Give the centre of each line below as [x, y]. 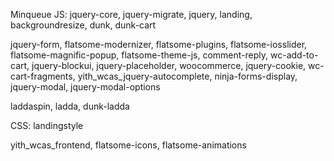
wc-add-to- [294, 55]
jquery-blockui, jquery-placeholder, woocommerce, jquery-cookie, [169, 65]
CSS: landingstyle [47, 125]
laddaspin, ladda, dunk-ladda [70, 106]
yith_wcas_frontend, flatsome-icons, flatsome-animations [128, 145]
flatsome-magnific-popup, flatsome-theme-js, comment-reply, [139, 55]
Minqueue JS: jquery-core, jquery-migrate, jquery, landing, [131, 14]
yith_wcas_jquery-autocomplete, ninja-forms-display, [187, 76]
